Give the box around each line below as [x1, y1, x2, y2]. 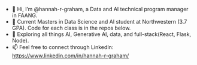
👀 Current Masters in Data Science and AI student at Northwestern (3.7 [11, 18, 187, 25]
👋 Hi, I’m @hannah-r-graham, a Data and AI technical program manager [11, 6, 189, 12]
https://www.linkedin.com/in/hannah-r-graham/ [11, 52, 129, 59]
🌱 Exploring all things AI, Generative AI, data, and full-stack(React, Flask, [11, 31, 192, 38]
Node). [11, 37, 29, 44]
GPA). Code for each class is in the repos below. [11, 24, 131, 31]
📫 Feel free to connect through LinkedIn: [11, 44, 114, 50]
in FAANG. [11, 12, 38, 19]
